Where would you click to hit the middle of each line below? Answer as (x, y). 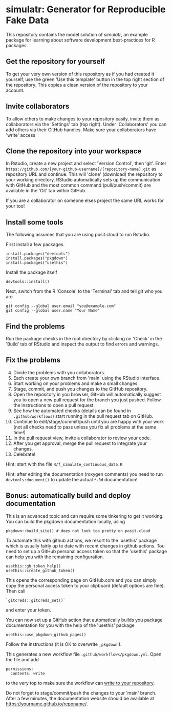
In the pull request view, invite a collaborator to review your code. (82, 438)
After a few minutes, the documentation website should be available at (80, 698)
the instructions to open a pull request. (54, 405)
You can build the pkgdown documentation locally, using (66, 521)
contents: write (28, 673)
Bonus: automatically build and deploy (68, 496)
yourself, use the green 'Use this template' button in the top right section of (85, 79)
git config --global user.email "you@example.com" (61, 306)
